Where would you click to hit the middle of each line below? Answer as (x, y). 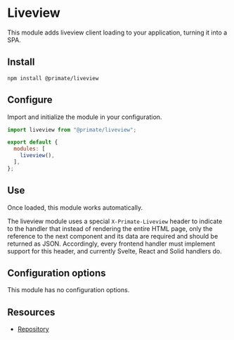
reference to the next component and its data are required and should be (113, 236)
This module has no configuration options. (69, 290)
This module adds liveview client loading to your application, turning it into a (117, 32)
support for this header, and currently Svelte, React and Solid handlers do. (115, 251)
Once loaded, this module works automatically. (75, 207)
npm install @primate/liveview (53, 78)
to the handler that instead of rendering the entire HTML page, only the (110, 228)
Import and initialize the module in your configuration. (85, 117)
